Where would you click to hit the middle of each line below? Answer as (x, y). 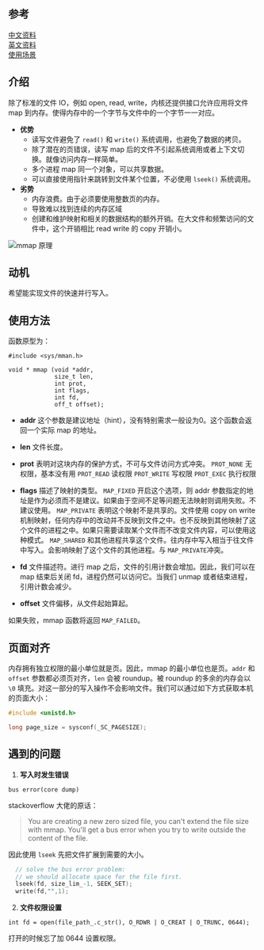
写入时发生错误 (44, 774)
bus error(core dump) (44, 790)
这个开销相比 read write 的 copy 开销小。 (119, 228)
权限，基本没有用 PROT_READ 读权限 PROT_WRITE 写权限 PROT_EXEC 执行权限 (138, 474)
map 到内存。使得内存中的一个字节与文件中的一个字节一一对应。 (114, 113)
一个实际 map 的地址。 (64, 430)
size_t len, (74, 377)
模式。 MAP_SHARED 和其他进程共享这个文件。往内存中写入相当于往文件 (140, 540)
